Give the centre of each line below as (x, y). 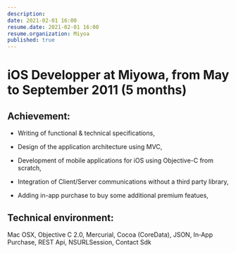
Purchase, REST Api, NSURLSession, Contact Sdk (79, 242)
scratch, (30, 168)
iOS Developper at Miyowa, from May (118, 75)
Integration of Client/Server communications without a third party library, (123, 182)
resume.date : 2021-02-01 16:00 (53, 27)
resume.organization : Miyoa (49, 34)
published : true (31, 40)
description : (26, 14)
